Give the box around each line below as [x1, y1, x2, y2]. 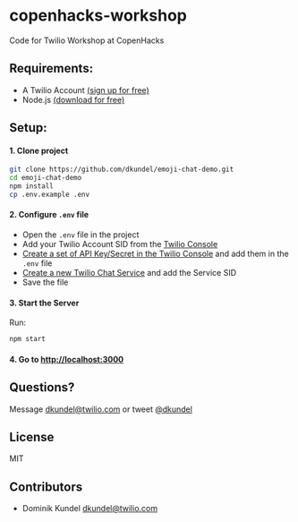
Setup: [9, 120, 47, 135]
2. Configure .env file [9, 210, 89, 220]
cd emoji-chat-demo [9, 174, 82, 183]
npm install [9, 182, 54, 191]
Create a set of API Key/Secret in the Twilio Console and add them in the [21, 248, 289, 260]
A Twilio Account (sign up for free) [21, 84, 149, 95]
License [9, 429, 55, 444]
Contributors [9, 479, 83, 494]
